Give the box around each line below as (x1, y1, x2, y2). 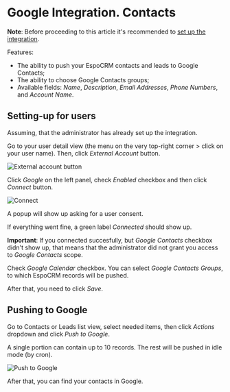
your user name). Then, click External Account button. (7, 149, 161, 157)
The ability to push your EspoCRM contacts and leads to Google (16, 61, 198, 69)
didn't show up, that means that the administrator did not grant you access (7, 243, 218, 252)
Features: (7, 48, 34, 56)
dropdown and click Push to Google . (7, 330, 110, 338)
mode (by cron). (7, 350, 53, 358)
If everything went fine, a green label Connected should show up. (7, 223, 192, 231)
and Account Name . (16, 90, 74, 99)
